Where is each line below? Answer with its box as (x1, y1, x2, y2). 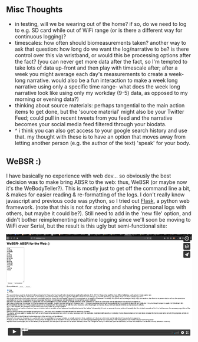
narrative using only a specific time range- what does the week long (14, 83, 181, 90)
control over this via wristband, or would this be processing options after (14, 51, 192, 58)
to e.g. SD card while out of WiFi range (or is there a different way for (14, 27, 183, 34)
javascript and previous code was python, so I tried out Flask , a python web (6, 197, 190, 204)
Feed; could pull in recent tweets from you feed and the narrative (14, 114, 173, 121)
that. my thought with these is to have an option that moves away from (14, 133, 186, 140)
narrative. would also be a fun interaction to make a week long (27, 77, 178, 84)
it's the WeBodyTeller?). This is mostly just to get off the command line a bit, (6, 185, 191, 192)
